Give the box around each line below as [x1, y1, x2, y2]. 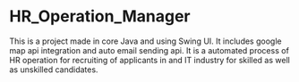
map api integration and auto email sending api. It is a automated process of [9, 45, 289, 55]
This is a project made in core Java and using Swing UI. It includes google [9, 36, 282, 46]
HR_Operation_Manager [9, 6, 191, 27]
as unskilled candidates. [9, 64, 98, 75]
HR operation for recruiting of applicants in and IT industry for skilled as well [9, 54, 291, 65]
